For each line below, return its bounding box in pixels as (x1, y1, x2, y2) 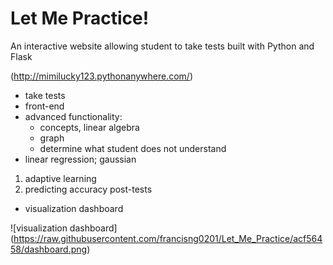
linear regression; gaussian (24, 153, 137, 165)
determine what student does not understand (39, 142, 227, 154)
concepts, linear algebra (39, 121, 140, 133)
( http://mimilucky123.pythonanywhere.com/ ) (10, 70, 194, 82)
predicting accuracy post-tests (24, 183, 153, 195)
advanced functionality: (24, 110, 123, 122)
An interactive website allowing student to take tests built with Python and (10, 40, 315, 52)
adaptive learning (24, 172, 97, 184)
